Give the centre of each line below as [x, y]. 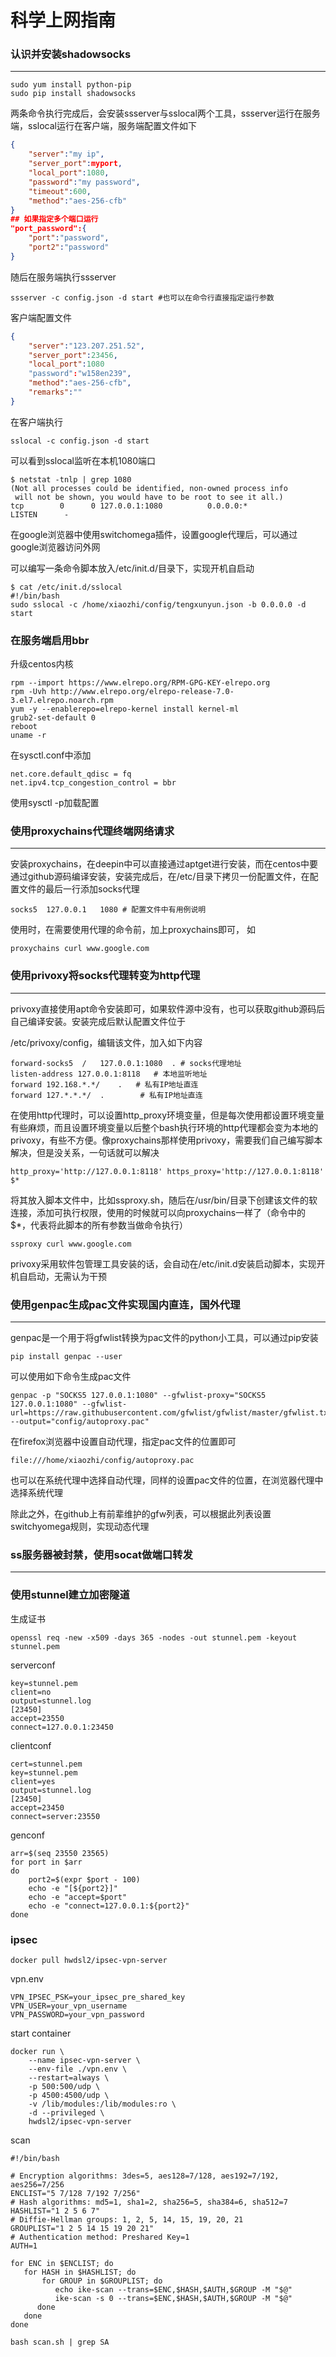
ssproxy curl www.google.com [71, 1244]
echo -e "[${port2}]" [73, 1888]
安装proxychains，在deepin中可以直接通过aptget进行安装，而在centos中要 [164, 864]
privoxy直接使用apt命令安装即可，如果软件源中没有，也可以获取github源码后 [168, 1008]
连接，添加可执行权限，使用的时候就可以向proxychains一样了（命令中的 [158, 1212]
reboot [24, 727]
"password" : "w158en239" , [80, 374]
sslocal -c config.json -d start [80, 441]
